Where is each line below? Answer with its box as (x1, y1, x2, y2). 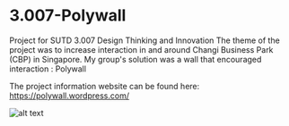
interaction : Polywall (9, 63, 87, 74)
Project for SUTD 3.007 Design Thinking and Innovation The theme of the (9, 35, 280, 46)
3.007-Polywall (9, 5, 127, 26)
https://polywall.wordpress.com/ (9, 90, 130, 101)
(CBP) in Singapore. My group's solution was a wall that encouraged (9, 54, 262, 64)
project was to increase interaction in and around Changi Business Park (9, 44, 274, 55)
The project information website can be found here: (9, 80, 200, 91)
